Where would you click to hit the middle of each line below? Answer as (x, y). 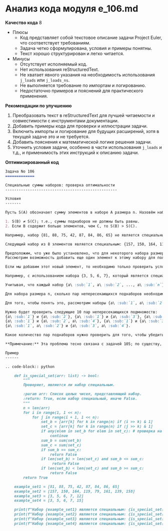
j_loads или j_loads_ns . (45, 80)
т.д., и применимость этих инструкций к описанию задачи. (75, 152)
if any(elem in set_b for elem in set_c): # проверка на (101, 431)
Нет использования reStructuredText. (59, 69)
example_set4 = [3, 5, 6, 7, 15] (49, 500)
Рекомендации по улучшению (38, 105)
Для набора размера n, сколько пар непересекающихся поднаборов (73, 294)
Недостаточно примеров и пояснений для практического (81, 90)
